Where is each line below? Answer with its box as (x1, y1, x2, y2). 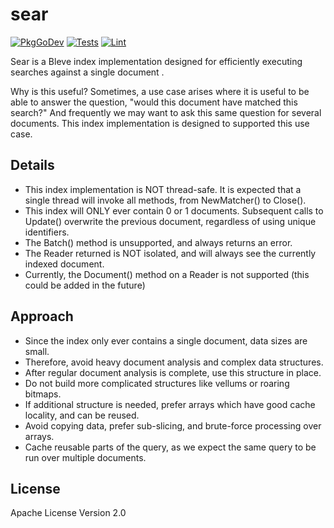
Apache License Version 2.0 (10, 507, 127, 519)
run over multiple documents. (24, 451, 147, 463)
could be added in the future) (24, 279, 146, 291)
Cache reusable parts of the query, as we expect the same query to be (24, 441, 317, 453)
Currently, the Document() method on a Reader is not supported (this (24, 268, 310, 280)
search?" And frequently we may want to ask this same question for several (10, 106, 322, 118)
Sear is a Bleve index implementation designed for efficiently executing (10, 55, 303, 67)
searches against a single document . (10, 66, 165, 78)
